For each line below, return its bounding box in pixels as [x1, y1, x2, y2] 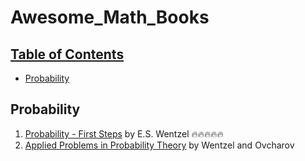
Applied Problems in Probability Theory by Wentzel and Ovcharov [24, 139, 295, 151]
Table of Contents [10, 46, 125, 63]
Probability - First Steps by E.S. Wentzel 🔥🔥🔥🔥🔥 [24, 127, 224, 140]
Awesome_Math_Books [10, 6, 210, 29]
